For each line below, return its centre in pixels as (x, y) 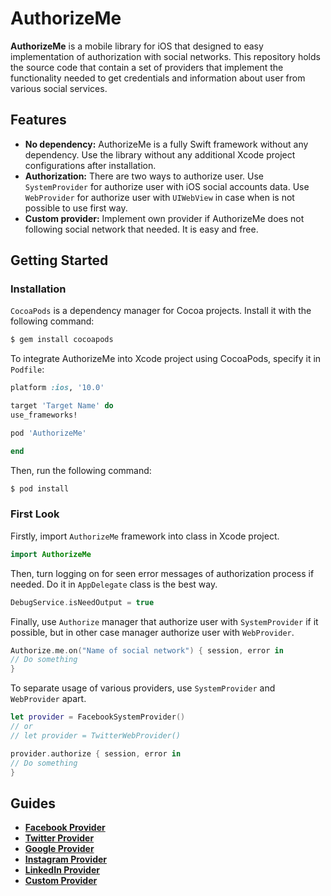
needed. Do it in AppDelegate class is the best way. (114, 584)
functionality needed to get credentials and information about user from (158, 78)
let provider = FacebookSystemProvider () (98, 717)
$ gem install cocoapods (62, 340)
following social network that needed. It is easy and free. (141, 229)
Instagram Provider (66, 859)
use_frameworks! (44, 415)
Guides (33, 803)
